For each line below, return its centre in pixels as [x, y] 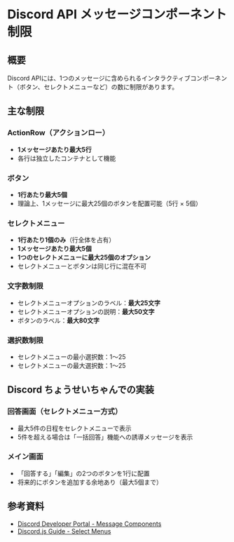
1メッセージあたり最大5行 [55, 149]
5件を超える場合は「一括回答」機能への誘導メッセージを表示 [105, 437]
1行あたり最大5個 [42, 194]
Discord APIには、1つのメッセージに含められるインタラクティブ [99, 78]
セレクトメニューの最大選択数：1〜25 [71, 365]
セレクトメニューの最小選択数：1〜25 [71, 357]
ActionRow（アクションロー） [58, 133]
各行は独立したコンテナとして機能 [67, 158]
